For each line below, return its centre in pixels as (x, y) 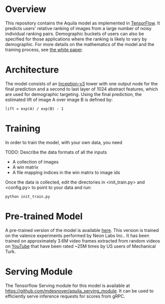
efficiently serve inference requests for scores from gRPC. (65, 296)
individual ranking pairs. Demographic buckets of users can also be (74, 33)
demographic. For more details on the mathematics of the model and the (80, 44)
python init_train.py (28, 196)
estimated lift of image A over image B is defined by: (59, 99)
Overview (26, 9)
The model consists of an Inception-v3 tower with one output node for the (81, 83)
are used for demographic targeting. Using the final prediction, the (73, 94)
